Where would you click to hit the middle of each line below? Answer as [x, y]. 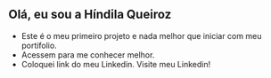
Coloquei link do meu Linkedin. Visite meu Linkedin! [116, 64]
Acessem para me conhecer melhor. [88, 55]
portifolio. [39, 45]
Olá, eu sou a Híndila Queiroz [90, 15]
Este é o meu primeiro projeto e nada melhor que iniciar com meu [141, 35]
